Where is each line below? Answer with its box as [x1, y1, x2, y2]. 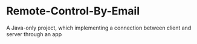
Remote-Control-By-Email [6, 4, 140, 18]
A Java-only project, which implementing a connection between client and [6, 24, 192, 31]
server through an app [6, 30, 62, 37]
